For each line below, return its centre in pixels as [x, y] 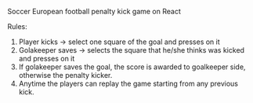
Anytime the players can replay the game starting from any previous [128, 83]
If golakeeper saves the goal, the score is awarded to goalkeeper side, [132, 67]
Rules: [18, 26]
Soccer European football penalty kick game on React [94, 11]
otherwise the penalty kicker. [65, 75]
